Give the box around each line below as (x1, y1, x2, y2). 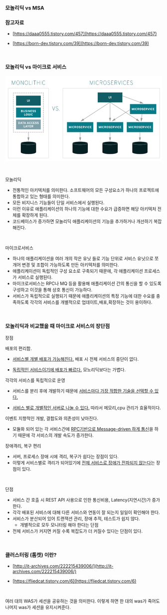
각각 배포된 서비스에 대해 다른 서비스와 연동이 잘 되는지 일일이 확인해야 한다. (12, 509, 161, 515)
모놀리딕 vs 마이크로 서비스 (5, 63, 67, 70)
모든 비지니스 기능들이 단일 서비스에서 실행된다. (12, 199, 105, 205)
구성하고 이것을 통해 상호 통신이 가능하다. (12, 286, 93, 293)
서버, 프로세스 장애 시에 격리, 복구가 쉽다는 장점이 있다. (12, 453, 119, 459)
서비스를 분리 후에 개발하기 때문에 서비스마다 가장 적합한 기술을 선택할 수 (12, 388, 154, 394)
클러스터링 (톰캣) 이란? (5, 551, 57, 558)
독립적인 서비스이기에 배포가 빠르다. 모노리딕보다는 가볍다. (12, 366, 126, 373)
